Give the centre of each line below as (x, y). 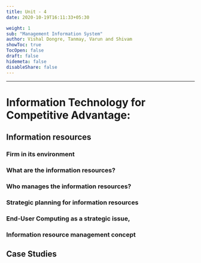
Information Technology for (76, 102)
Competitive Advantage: (68, 115)
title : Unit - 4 (26, 12)
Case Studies (31, 254)
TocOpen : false (25, 51)
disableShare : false (32, 67)
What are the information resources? (61, 170)
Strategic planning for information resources (72, 202)
